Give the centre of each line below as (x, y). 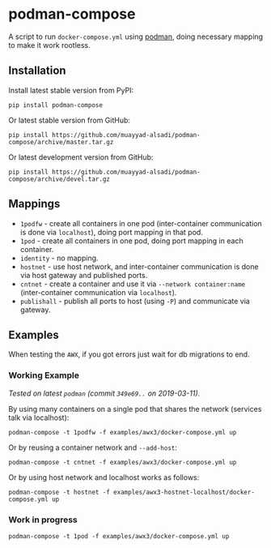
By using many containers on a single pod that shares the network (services (135, 409)
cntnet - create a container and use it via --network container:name (132, 284)
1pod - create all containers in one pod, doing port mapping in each (132, 241)
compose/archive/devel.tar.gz (59, 179)
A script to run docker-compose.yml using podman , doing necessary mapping (136, 36)
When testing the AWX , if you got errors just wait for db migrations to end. (129, 354)
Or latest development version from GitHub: (81, 157)
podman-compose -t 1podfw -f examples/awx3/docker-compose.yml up (123, 432)
